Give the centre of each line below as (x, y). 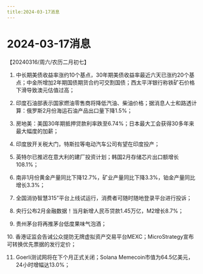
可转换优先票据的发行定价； (42, 244)
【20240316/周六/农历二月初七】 (48, 62)
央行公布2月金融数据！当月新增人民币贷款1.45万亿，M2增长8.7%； (100, 211)
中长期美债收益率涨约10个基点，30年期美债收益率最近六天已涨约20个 (102, 75)
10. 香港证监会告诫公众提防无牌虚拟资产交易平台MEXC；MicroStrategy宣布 (100, 236)
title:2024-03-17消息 (33, 12)
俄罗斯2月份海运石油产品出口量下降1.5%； (79, 111)
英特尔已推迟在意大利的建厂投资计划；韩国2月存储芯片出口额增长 (97, 157)
